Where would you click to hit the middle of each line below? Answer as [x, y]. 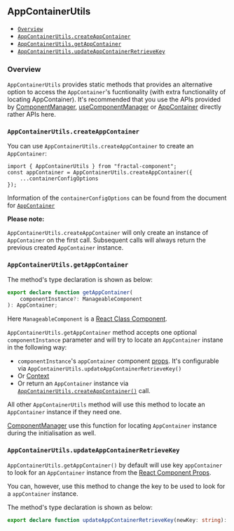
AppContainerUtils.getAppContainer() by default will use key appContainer [115, 465]
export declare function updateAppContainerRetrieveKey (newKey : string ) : [117, 520]
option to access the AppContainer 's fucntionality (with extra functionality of [117, 92]
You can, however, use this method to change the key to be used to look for [116, 486]
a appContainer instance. [43, 493]
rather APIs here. [32, 115]
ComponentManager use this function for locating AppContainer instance [112, 426]
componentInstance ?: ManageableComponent [81, 299]
